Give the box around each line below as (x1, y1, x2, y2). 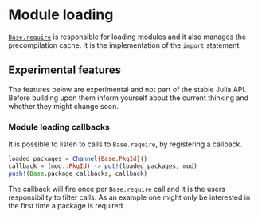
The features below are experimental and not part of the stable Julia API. (8, 84, 247, 94)
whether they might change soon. (8, 101, 119, 111)
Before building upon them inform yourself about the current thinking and (8, 93, 249, 103)
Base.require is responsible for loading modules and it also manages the (8, 32, 247, 41)
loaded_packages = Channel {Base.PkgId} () (8, 155, 148, 163)
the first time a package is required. (8, 200, 125, 210)
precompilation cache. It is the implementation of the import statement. (8, 40, 241, 49)
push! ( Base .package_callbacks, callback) (8, 169, 148, 177)
